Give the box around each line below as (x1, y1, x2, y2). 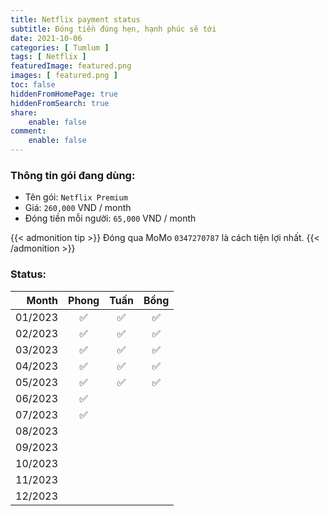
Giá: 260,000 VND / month (24, 202, 132, 214)
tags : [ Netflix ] (10, 52, 87, 62)
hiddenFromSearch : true (10, 98, 110, 108)
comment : (10, 126, 47, 136)
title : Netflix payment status (10, 14, 141, 25)
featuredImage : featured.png (10, 61, 132, 71)
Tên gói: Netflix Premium (24, 191, 128, 203)
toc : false (10, 80, 56, 90)
